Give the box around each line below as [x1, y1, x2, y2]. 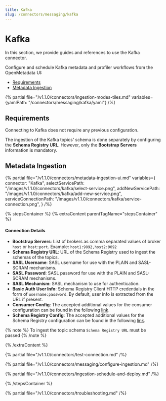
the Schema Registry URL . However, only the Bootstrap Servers [5, 142, 137, 148]
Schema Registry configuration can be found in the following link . [12, 318, 146, 324]
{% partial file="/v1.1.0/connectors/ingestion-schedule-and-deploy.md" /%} [5, 371, 159, 377]
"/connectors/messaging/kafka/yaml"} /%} [28, 100, 116, 106]
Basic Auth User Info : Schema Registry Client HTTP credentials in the [12, 286, 155, 292]
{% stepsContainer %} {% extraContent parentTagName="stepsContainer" [5, 211, 158, 217]
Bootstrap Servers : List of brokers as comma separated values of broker [12, 239, 161, 245]
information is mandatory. [5, 147, 58, 153]
